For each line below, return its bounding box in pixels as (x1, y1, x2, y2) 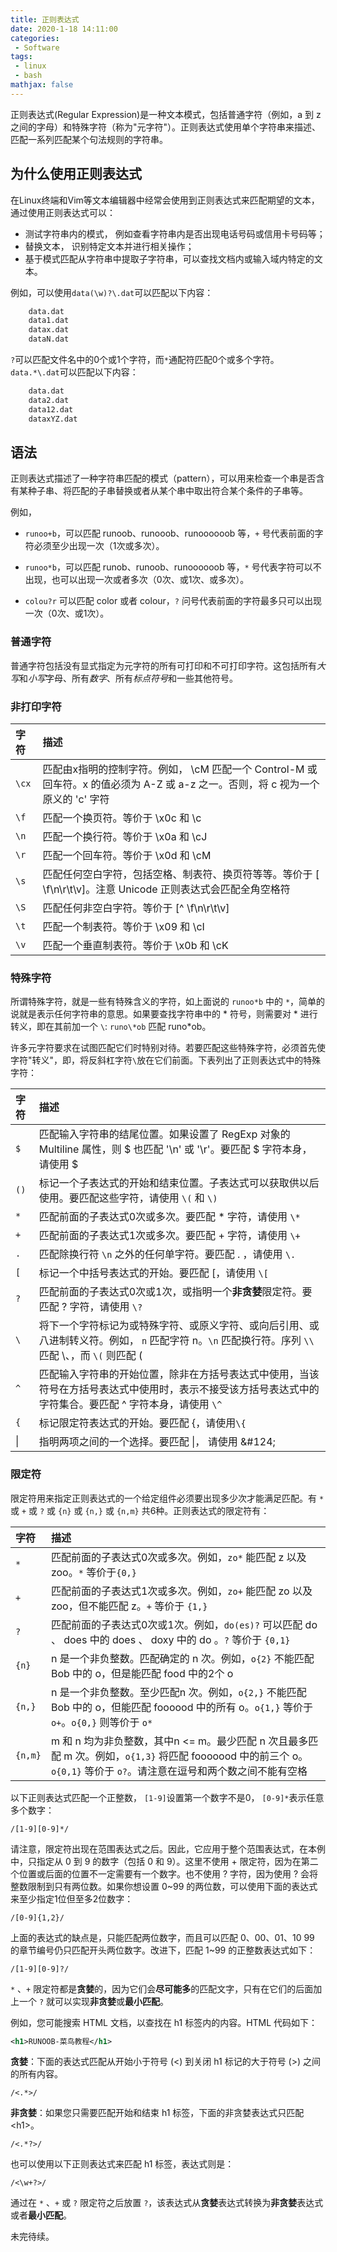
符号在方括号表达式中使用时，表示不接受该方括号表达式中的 (38, 1382, 320, 1396)
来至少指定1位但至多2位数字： (10, 1892, 134, 1905)
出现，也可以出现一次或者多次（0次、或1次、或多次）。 (24, 574, 250, 586)
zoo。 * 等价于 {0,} (50, 1565, 137, 1579)
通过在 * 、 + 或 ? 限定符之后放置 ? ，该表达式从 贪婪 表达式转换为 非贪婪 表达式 (10, 2197, 324, 2209)
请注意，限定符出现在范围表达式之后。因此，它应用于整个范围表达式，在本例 (10, 1842, 326, 1855)
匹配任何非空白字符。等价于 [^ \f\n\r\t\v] (42, 901, 230, 915)
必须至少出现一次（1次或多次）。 (33, 540, 165, 552)
